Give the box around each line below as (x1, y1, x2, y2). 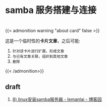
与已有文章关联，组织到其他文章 (12, 54, 68, 59)
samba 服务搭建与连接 (5, 4, 97, 16)
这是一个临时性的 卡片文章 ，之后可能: (5, 38, 81, 44)
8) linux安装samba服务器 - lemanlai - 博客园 (12, 97, 102, 103)
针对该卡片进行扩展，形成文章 (12, 49, 64, 54)
